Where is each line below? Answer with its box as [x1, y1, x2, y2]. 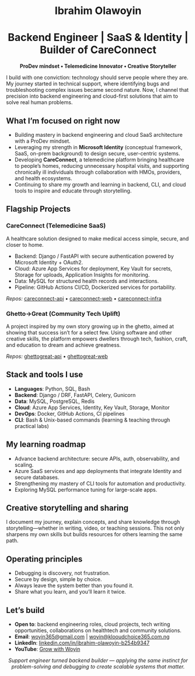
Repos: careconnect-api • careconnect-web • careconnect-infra [6, 295, 162, 302]
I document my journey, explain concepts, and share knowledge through [6, 519, 180, 526]
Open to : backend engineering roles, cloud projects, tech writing [14, 620, 170, 627]
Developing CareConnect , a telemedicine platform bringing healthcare [14, 156, 184, 163]
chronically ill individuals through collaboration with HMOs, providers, [14, 168, 182, 175]
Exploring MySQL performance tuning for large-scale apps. [14, 486, 158, 493]
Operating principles [6, 554, 83, 564]
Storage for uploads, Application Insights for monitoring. [14, 271, 150, 278]
